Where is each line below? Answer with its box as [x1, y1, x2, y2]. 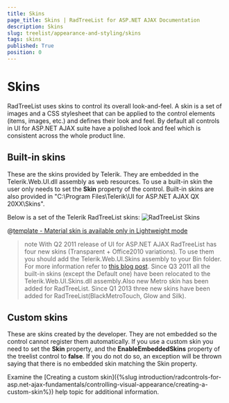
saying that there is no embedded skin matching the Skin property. [7, 359, 198, 368]
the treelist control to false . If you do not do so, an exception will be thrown [7, 352, 222, 361]
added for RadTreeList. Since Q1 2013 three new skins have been [24, 284, 210, 293]
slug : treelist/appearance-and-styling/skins [7, 29, 141, 37]
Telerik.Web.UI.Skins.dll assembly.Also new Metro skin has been [24, 277, 209, 285]
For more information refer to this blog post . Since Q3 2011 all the [24, 262, 210, 270]
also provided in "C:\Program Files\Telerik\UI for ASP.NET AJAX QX [7, 192, 200, 200]
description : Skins [7, 23, 64, 30]
